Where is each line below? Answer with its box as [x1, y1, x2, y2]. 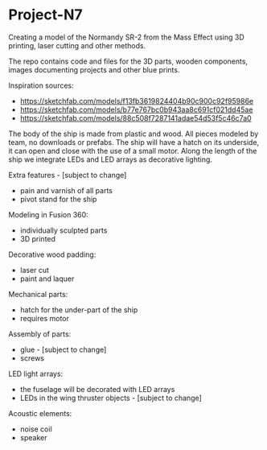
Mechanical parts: [8, 289, 68, 299]
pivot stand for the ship [19, 194, 97, 204]
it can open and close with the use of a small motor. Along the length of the [8, 146, 257, 155]
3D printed [19, 233, 56, 243]
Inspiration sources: [8, 81, 74, 90]
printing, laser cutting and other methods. [8, 40, 146, 50]
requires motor [19, 313, 70, 323]
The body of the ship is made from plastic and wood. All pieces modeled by [8, 129, 259, 138]
